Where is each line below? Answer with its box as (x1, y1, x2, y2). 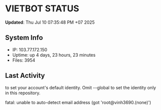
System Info (5, 34, 43, 42)
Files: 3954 (12, 57, 36, 63)
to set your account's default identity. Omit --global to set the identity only (5, 84, 157, 90)
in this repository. (5, 90, 40, 96)
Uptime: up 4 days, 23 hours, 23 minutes (12, 52, 96, 58)
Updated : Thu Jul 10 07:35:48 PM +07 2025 (5, 19, 95, 25)
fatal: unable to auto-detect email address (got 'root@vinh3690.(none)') (5, 99, 152, 105)
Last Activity (5, 72, 45, 80)
